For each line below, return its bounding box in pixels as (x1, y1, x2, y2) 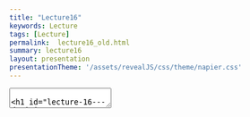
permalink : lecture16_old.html (9, 38, 130, 47)
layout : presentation (9, 54, 91, 63)
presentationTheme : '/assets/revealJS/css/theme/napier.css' (9, 63, 243, 72)
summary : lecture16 (9, 46, 82, 55)
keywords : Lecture (9, 21, 78, 30)
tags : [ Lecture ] (9, 29, 70, 38)
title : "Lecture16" (9, 13, 82, 22)
